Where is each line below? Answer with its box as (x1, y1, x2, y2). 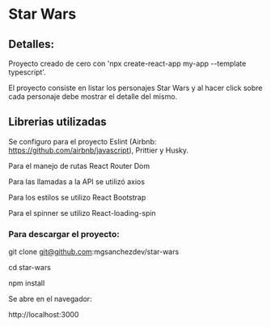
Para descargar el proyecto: (8, 228, 120, 239)
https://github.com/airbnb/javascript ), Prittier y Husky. (8, 145, 188, 155)
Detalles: (8, 37, 55, 51)
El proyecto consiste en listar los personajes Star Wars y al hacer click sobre (8, 83, 263, 93)
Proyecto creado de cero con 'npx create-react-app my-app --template (8, 58, 247, 68)
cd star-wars (8, 263, 51, 273)
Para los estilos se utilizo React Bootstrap (8, 192, 146, 202)
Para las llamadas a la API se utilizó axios (8, 176, 146, 187)
